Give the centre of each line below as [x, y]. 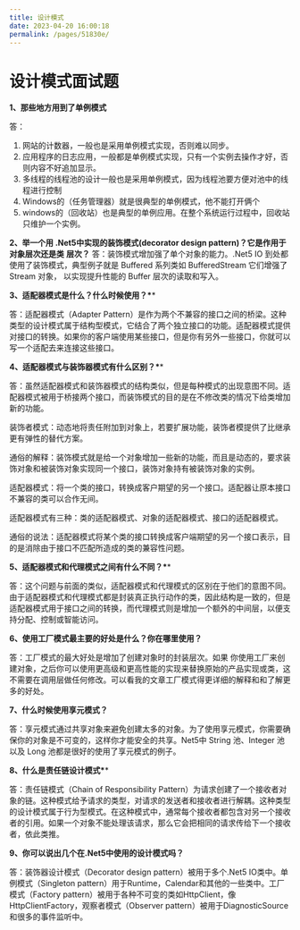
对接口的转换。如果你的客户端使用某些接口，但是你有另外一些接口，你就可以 [150, 337]
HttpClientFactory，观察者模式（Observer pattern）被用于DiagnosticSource [149, 906]
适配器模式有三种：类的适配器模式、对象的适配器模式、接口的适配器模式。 [146, 518]
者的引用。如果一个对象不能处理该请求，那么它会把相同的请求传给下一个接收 [150, 823]
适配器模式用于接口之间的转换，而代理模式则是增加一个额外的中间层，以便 [146, 608]
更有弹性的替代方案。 [48, 438]
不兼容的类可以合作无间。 [56, 499]
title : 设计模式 [37, 17]
